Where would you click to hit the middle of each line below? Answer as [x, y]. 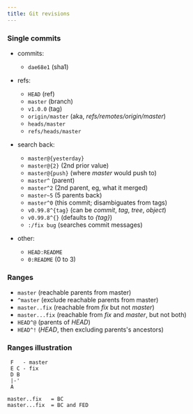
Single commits [34, 38]
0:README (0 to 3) [52, 259]
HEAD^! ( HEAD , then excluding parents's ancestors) [90, 330]
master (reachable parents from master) [74, 293]
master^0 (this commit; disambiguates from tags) [98, 202]
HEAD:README [45, 252]
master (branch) [50, 101]
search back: [36, 145]
